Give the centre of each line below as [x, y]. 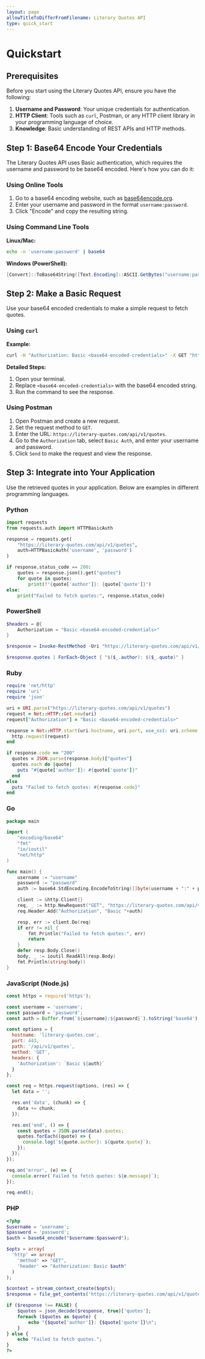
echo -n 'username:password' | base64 [56, 251]
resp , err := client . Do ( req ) [54, 922]
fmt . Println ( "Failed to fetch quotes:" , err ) [87, 933]
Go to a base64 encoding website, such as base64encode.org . [94, 198]
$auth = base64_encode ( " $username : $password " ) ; [68, 1238]
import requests [27, 522]
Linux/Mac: [21, 240]
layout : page [23, 12]
